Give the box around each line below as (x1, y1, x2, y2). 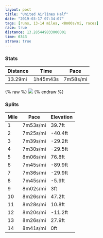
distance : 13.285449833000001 (5, 30, 67, 35)
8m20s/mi (22, 209, 46, 216)
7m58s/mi (63, 76, 87, 83)
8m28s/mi (22, 201, 46, 208)
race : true (5, 25, 27, 30)
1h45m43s (33, 76, 59, 83)
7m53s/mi (22, 122, 46, 129)
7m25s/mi (22, 130, 46, 137)
